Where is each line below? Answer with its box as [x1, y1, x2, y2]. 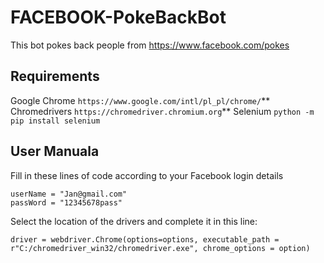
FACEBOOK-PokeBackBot [10, 6, 227, 29]
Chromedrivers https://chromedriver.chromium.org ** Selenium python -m [10, 105, 315, 117]
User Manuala [10, 143, 100, 160]
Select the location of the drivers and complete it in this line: [10, 215, 258, 227]
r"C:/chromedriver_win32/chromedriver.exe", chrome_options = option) [10, 243, 311, 253]
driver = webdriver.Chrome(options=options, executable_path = [10, 234, 280, 245]
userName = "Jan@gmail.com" [10, 189, 128, 199]
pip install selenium [10, 116, 101, 126]
